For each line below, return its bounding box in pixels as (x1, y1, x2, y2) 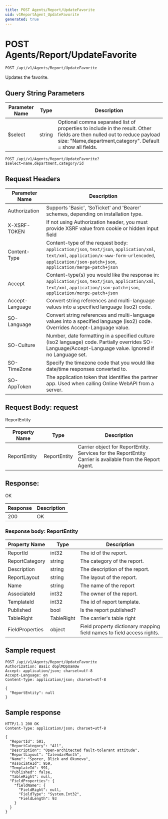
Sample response (5, 709, 61, 717)
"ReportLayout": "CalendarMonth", (9, 752, 81, 757)
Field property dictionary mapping (79, 623, 160, 630)
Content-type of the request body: (46, 239, 128, 246)
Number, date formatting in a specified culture (46, 332, 155, 339)
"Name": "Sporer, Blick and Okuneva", (9, 757, 91, 762)
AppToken (7, 383, 31, 390)
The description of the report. (79, 565, 149, 572)
